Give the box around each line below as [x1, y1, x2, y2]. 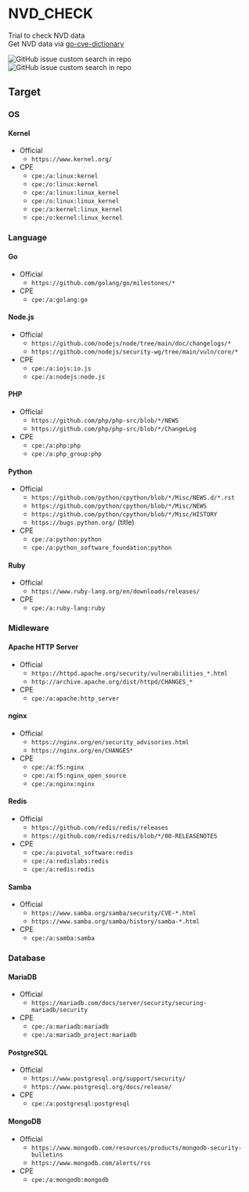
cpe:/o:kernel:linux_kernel [31, 214, 123, 222]
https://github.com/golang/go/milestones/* [31, 279, 176, 287]
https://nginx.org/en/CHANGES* [31, 746, 134, 754]
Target [8, 86, 41, 99]
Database [8, 952, 45, 963]
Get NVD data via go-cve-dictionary [8, 39, 125, 48]
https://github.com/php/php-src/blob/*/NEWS [31, 416, 179, 424]
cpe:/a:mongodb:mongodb [31, 1175, 110, 1183]
